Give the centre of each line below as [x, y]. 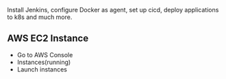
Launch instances [42, 69]
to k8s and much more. [40, 17]
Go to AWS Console [45, 54]
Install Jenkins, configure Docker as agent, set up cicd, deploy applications [113, 10]
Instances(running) [44, 62]
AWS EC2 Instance [48, 38]
